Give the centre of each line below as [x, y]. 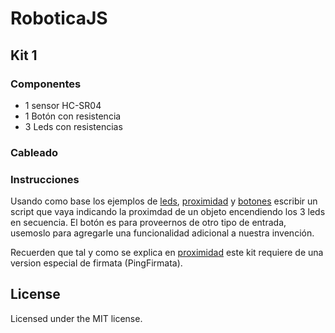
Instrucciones [45, 179]
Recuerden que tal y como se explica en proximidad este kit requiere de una [167, 253]
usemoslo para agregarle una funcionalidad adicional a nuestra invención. [162, 233]
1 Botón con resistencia [73, 116]
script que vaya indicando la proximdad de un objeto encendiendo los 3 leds [168, 212]
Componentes [46, 84]
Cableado [34, 152]
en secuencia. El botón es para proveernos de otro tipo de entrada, [148, 223]
